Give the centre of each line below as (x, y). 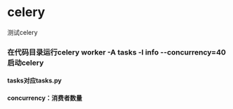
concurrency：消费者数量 (45, 98)
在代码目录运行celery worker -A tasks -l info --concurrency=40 (116, 52)
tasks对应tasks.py (34, 80)
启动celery (26, 62)
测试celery (23, 32)
